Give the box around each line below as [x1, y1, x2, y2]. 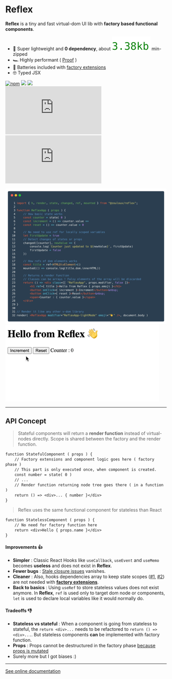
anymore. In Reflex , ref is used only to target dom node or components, [12, 590, 165, 596]
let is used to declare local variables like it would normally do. [12, 595, 144, 602]
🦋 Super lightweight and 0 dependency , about [12, 45, 111, 52]
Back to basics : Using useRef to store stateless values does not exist [12, 585, 159, 591]
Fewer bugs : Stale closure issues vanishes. [12, 568, 106, 574]
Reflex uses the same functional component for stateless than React [17, 507, 162, 513]
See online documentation [5, 668, 61, 674]
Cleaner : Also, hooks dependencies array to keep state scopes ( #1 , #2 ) [12, 573, 165, 580]
